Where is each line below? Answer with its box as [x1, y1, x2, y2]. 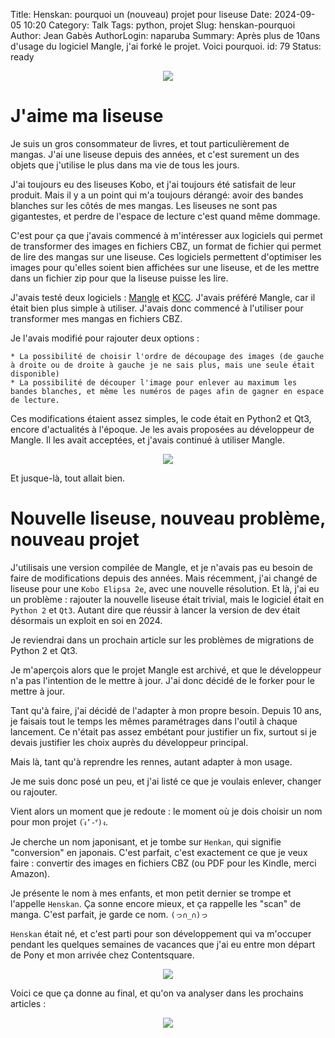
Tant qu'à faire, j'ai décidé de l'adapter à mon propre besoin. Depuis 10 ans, [10, 704, 322, 716]
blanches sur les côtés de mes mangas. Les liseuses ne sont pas [10, 199, 278, 211]
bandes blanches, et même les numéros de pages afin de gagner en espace [10, 386, 325, 396]
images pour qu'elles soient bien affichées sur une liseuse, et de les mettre [10, 261, 320, 273]
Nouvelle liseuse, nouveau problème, [10, 507, 326, 530]
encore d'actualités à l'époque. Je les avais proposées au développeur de [10, 423, 315, 435]
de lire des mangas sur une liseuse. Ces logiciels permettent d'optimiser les [10, 250, 322, 263]
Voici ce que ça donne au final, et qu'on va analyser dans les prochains [10, 987, 304, 999]
